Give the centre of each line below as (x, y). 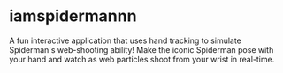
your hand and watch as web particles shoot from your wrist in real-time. (142, 59)
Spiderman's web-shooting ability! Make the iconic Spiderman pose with (141, 49)
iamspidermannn (73, 16)
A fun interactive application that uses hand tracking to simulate (125, 40)
